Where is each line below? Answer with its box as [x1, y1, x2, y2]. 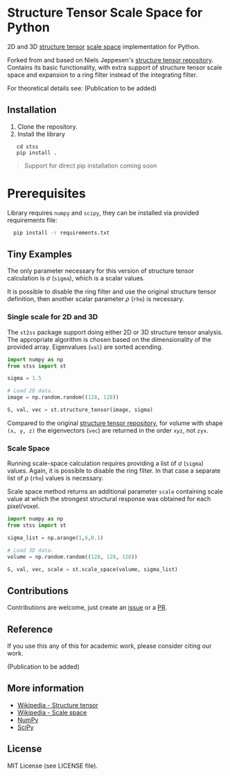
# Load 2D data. [7, 388, 54, 395]
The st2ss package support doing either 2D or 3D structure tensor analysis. [7, 327, 223, 336]
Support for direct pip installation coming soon [24, 161, 157, 170]
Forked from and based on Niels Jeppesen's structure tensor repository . [7, 55, 213, 64]
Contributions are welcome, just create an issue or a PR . [7, 604, 168, 612]
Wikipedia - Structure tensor [17, 701, 98, 709]
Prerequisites [7, 186, 87, 201]
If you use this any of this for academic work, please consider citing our [7, 642, 212, 650]
